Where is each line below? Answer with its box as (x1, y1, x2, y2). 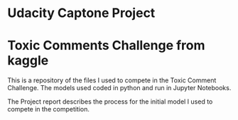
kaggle (7, 53, 49, 69)
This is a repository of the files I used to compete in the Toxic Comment (7, 76, 217, 84)
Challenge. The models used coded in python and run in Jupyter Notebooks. (7, 84, 232, 92)
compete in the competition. (7, 105, 90, 114)
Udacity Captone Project (7, 5, 156, 21)
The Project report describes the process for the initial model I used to (7, 97, 213, 106)
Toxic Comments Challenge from (7, 38, 205, 54)
